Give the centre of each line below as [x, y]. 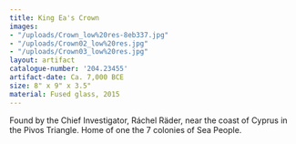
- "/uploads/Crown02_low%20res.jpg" [79, 43]
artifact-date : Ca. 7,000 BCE [67, 77]
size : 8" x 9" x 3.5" [51, 86]
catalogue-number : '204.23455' [69, 69]
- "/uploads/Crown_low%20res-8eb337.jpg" [89, 35]
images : [24, 26]
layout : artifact [42, 60]
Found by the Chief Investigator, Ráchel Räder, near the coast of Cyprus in [149, 120]
